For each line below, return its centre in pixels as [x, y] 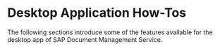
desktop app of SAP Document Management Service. [85, 39]
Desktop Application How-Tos [97, 13]
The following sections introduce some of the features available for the [110, 32]
